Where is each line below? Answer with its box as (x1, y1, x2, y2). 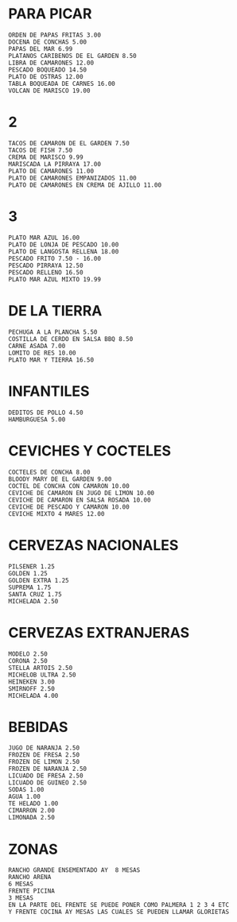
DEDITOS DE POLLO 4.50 (8, 409, 84, 416)
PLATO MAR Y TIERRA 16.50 (8, 355, 94, 364)
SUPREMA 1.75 (8, 583, 52, 591)
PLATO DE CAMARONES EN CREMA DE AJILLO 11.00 (8, 180, 161, 189)
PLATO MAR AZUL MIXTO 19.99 (8, 275, 102, 283)
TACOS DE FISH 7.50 (8, 146, 73, 154)
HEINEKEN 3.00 (8, 677, 56, 686)
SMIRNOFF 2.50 (8, 684, 56, 692)
